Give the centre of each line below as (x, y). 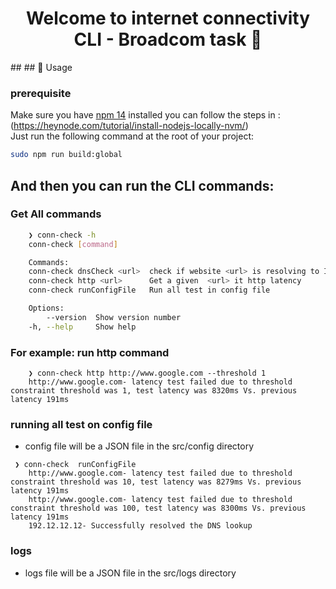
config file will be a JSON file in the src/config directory (139, 446)
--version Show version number (114, 317)
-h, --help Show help (82, 327)
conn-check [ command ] (73, 244)
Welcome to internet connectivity (168, 18)
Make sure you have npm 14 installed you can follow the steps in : (145, 115)
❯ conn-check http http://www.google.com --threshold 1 (147, 373)
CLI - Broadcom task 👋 (168, 39)
